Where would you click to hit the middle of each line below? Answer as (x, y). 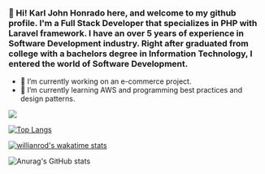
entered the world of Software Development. (98, 63)
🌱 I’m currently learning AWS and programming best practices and (131, 90)
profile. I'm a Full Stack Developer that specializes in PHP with (133, 23)
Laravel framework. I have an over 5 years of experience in (126, 33)
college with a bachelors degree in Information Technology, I (130, 54)
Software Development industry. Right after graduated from (129, 43)
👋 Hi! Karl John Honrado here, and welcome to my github (122, 13)
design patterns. (48, 99)
